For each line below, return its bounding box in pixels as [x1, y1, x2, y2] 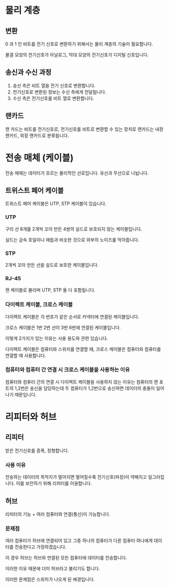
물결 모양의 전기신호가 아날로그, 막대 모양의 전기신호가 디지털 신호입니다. [5, 52, 149, 57]
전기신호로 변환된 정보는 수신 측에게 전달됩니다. [12, 89, 107, 95]
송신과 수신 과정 [5, 68, 52, 77]
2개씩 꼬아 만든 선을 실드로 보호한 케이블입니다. [5, 261, 99, 268]
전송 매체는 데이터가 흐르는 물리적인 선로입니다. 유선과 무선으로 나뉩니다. [5, 170, 149, 176]
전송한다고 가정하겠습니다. [14, 544, 67, 550]
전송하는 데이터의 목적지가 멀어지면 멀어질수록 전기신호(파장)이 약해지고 [5, 474, 147, 480]
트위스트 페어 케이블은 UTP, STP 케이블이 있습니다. [5, 200, 107, 207]
